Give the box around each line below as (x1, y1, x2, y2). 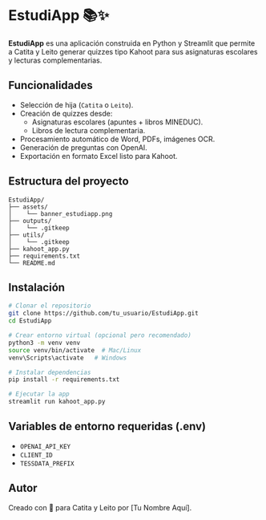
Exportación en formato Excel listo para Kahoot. (19, 151, 178, 160)
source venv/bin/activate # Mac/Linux (8, 346, 142, 354)
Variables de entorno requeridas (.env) (8, 420, 207, 433)
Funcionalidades (8, 79, 94, 92)
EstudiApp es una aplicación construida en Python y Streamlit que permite (8, 38, 256, 48)
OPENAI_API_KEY (19, 442, 71, 450)
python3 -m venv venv (8, 339, 81, 347)
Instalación (8, 280, 66, 294)
